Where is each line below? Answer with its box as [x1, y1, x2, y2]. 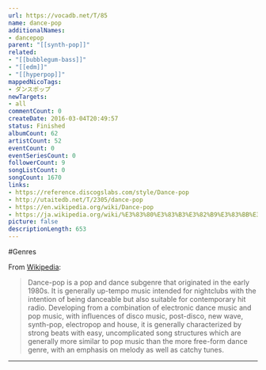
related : [8, 48, 37, 56]
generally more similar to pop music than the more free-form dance [27, 337, 248, 345]
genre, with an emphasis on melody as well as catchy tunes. [27, 345, 224, 354]
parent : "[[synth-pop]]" [8, 41, 90, 49]
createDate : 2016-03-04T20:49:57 [8, 115, 119, 123]
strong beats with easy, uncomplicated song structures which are [27, 328, 241, 338]
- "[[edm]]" [8, 63, 47, 71]
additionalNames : [8, 26, 66, 34]
